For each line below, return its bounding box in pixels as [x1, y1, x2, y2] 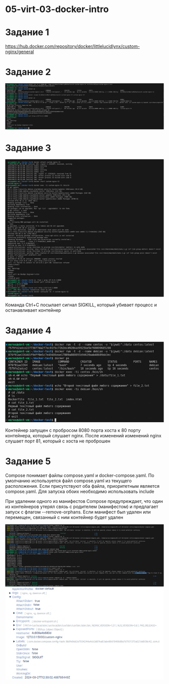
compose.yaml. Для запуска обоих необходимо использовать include [5, 488, 154, 495]
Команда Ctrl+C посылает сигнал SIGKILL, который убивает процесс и [5, 302, 157, 308]
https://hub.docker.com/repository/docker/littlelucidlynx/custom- [5, 43, 140, 49]
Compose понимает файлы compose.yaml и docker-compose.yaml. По [5, 473, 154, 479]
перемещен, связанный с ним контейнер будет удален [5, 515, 123, 521]
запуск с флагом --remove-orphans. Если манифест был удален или [5, 509, 151, 515]
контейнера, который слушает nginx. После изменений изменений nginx [5, 433, 162, 439]
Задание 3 [5, 142, 51, 154]
